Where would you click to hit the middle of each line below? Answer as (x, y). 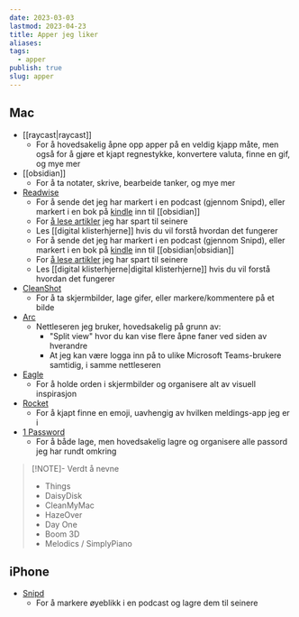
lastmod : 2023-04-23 (48, 26)
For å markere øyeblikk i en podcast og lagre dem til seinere (147, 603)
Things (58, 486)
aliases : (26, 43)
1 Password (44, 432)
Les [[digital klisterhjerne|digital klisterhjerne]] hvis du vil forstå (153, 269)
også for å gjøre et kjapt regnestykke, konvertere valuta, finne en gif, (163, 153)
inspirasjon (56, 393)
